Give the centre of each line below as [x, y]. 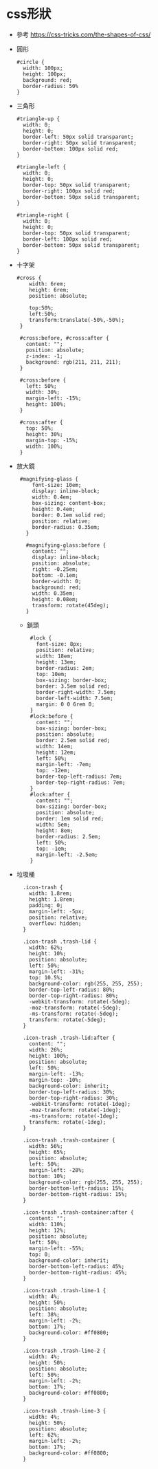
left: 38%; [45, 1314]
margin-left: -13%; [57, 1074]
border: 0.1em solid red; [69, 515]
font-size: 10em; [57, 485]
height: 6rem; [49, 290]
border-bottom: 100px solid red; [71, 149]
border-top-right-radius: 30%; [74, 1098]
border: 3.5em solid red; [73, 686]
